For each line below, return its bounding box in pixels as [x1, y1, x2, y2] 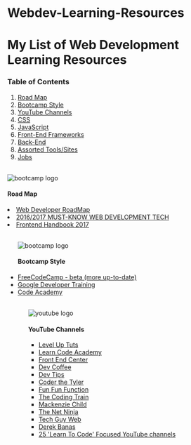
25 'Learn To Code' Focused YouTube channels [38, 430, 176, 439]
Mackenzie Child [38, 400, 87, 409]
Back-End [17, 138, 46, 146]
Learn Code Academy [38, 348, 102, 357]
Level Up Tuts [38, 340, 79, 349]
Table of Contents [7, 77, 70, 87]
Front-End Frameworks [17, 130, 84, 138]
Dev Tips [38, 371, 65, 379]
